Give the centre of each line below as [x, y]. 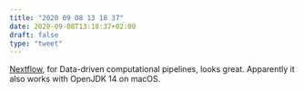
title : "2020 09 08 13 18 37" [67, 18]
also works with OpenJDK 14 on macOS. [85, 79]
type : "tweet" [36, 43]
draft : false [34, 35]
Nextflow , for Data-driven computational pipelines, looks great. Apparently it [152, 69]
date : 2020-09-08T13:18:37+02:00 [73, 26]
